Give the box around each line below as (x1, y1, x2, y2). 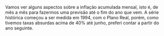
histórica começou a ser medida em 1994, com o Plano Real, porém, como (5, 15, 159, 20)
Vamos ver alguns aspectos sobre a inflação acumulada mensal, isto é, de (5, 4, 158, 10)
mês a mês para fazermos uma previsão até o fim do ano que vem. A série (5, 9, 159, 15)
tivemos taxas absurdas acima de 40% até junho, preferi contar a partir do (5, 20, 159, 26)
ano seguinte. (5, 25, 34, 31)
